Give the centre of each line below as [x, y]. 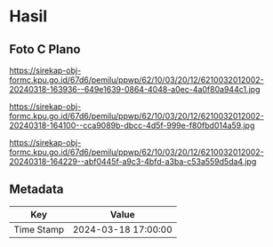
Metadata [36, 190]
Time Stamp [39, 229]
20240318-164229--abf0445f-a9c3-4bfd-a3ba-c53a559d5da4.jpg [133, 161]
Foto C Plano [45, 49]
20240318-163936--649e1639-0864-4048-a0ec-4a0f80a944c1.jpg [135, 89]
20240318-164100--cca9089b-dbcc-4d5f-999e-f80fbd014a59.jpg [132, 125]
